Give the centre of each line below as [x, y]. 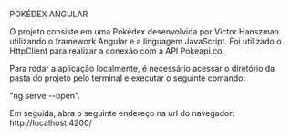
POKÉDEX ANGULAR [49, 14]
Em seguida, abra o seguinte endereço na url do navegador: [122, 113]
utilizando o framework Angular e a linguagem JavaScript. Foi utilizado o [145, 41]
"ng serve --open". [45, 96]
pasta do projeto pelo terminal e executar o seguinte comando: [128, 78]
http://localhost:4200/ [51, 123]
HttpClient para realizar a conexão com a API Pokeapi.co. [117, 51]
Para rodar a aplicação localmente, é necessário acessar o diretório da [142, 68]
